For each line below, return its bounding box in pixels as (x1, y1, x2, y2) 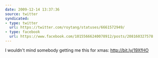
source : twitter (5, 12, 38, 16)
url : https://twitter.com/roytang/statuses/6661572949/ (9, 25, 125, 30)
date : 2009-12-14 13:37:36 (5, 7, 60, 12)
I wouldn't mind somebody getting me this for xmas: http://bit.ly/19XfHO (5, 47, 149, 53)
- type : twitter (5, 20, 38, 26)
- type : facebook (5, 29, 40, 34)
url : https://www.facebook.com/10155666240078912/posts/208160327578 (9, 34, 153, 39)
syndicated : (5, 16, 29, 21)
